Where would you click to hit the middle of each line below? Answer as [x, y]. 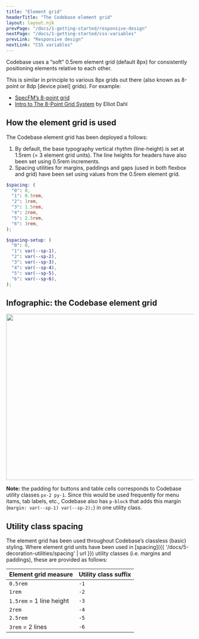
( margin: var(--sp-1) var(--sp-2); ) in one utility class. [74, 508]
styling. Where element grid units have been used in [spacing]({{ [85, 547]
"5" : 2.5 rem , [28, 218]
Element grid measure [41, 575]
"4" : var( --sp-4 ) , [34, 268]
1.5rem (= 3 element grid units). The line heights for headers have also [101, 155]
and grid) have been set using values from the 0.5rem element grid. [97, 174]
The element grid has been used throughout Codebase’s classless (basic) [96, 541]
